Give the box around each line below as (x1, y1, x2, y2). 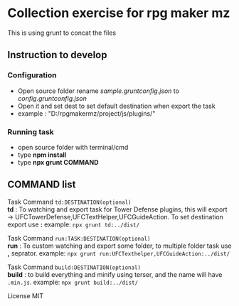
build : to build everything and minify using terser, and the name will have (7, 270, 223, 278)
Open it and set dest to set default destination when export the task (17, 102, 216, 110)
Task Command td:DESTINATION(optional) (7, 197, 132, 206)
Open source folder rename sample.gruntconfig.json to (17, 87, 180, 95)
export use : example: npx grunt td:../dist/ (7, 220, 140, 229)
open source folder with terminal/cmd (17, 143, 129, 151)
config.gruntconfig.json (17, 94, 87, 102)
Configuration (7, 70, 57, 80)
